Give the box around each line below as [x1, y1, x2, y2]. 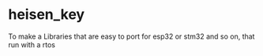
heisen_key [8, 6, 85, 24]
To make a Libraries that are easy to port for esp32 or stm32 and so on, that [8, 32, 255, 41]
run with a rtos [8, 39, 55, 49]
